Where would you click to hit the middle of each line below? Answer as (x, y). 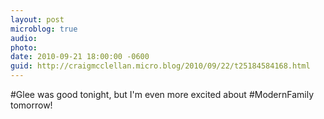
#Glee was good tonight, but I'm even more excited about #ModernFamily (162, 94)
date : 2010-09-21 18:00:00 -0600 (80, 57)
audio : (24, 38)
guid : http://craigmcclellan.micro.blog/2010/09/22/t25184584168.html (160, 66)
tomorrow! (31, 105)
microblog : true (44, 29)
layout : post (37, 19)
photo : (24, 47)
